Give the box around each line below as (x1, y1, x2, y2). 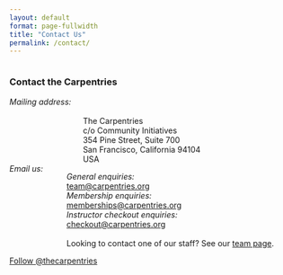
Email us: (9, 163, 43, 173)
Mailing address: (9, 96, 72, 107)
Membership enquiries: (66, 190, 153, 200)
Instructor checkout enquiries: (66, 208, 178, 220)
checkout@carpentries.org (66, 218, 166, 229)
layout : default (9, 13, 70, 22)
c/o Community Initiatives (82, 125, 178, 136)
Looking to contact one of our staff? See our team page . (66, 237, 275, 248)
